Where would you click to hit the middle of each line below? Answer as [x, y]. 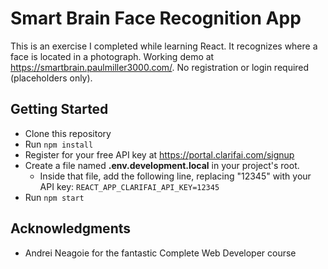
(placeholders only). [51, 78]
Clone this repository [68, 133]
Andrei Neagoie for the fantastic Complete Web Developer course [160, 253]
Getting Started [59, 109]
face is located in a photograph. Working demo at [112, 56]
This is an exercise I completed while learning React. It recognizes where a [164, 46]
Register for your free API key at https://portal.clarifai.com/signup [159, 154]
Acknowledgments [71, 228]
